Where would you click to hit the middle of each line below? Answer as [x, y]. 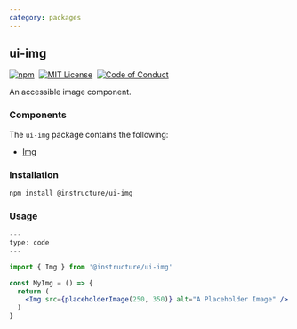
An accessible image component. [70, 92]
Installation [34, 174]
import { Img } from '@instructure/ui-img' [91, 267]
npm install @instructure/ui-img [71, 193]
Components [38, 115]
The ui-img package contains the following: [89, 134]
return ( [33, 291]
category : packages [45, 17]
